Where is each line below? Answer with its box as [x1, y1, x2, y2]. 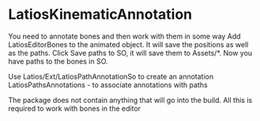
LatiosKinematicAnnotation [8, 5, 193, 24]
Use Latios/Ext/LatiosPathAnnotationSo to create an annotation [8, 71, 214, 81]
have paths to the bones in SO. [8, 57, 108, 66]
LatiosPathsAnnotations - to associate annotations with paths [8, 80, 208, 90]
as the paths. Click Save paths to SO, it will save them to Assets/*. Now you [8, 48, 253, 57]
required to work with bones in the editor [8, 104, 141, 113]
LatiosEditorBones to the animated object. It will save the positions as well [8, 39, 249, 49]
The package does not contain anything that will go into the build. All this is [8, 95, 253, 104]
